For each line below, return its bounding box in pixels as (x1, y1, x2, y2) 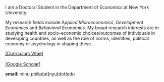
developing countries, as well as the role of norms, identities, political (5, 35, 149, 41)
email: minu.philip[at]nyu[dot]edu (5, 71, 75, 77)
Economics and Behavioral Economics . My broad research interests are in (5, 25, 159, 31)
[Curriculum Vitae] (5, 50, 44, 56)
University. (5, 10, 28, 16)
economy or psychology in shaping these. (5, 41, 92, 47)
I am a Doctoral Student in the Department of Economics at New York (5, 5, 149, 10)
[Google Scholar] (5, 61, 41, 67)
